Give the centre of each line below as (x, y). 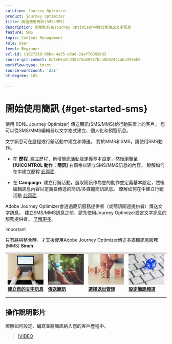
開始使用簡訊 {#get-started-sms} (77, 109)
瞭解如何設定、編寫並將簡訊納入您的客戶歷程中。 (57, 326)
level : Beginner (23, 49)
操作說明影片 (26, 312)
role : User (17, 44)
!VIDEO (25, 336)
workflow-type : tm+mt (28, 65)
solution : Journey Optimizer (36, 11)
